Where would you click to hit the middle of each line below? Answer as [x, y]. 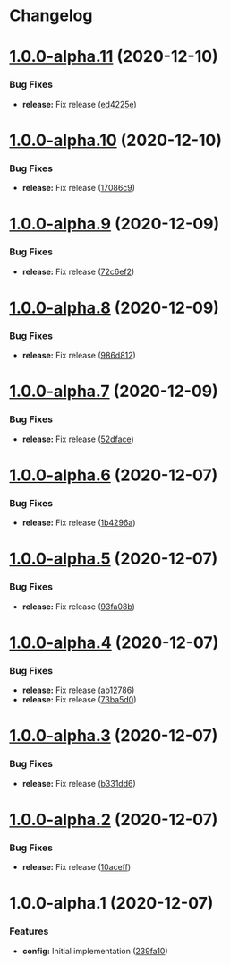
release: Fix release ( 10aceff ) [77, 867]
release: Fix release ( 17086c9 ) [79, 188]
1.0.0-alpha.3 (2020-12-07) [114, 736]
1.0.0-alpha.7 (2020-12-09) [114, 392]
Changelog [51, 16]
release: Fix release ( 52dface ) [78, 439]
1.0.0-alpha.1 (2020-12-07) [111, 904]
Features [29, 931]
